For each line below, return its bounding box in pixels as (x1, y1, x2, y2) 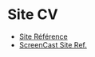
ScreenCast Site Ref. (18, 40, 87, 49)
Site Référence (18, 32, 69, 41)
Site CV (7, 6, 58, 24)
